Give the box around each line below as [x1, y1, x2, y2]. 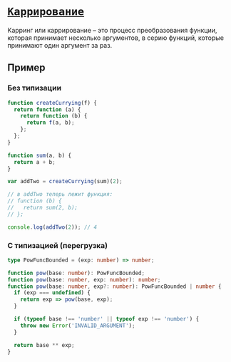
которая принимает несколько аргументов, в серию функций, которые [7, 33, 225, 42]
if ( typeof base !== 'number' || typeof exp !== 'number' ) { [14, 316, 200, 323]
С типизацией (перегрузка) [7, 240, 108, 250]
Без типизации [7, 83, 62, 93]
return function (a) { [14, 105, 81, 113]
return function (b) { [20, 113, 88, 120]
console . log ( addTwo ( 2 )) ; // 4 [7, 223, 98, 231]
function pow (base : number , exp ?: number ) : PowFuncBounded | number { [7, 283, 222, 290]
